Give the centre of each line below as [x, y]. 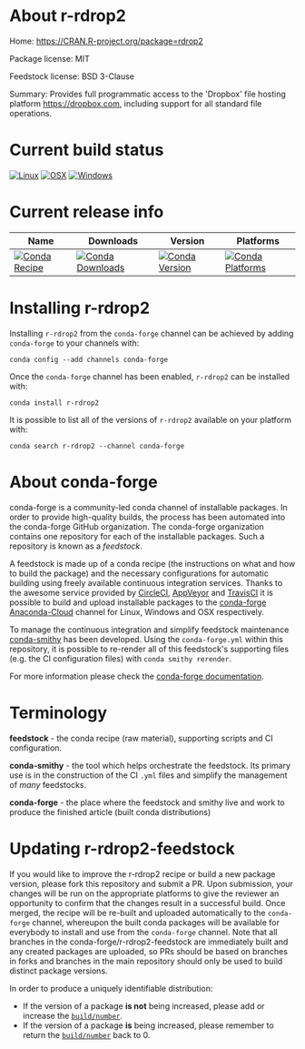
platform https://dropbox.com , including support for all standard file [136, 103]
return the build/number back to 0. [86, 1034]
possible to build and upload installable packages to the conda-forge [138, 602]
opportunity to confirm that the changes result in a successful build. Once [148, 903]
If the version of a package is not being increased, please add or [143, 1005]
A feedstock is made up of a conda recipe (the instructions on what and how [152, 563]
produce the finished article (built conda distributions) [110, 812]
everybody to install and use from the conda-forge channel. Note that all [143, 932]
